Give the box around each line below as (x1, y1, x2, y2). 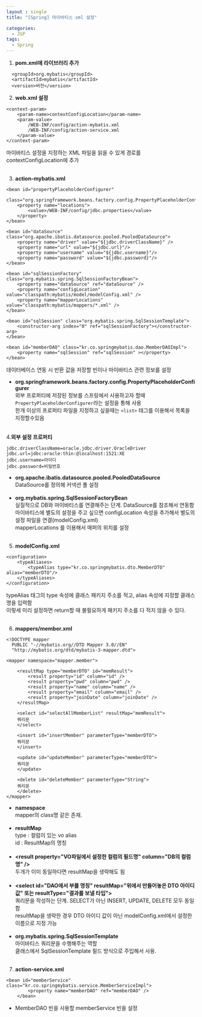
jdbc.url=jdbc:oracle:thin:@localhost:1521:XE (6, 451, 125, 457)
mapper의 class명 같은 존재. (14, 811, 82, 818)
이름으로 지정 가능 (14, 920, 57, 926)
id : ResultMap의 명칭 (14, 839, 67, 846)
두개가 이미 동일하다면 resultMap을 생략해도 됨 (14, 868, 125, 875)
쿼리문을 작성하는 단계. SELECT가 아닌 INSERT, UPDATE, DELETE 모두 (14, 897, 183, 904)
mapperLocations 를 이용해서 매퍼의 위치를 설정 (14, 524, 129, 531)
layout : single (6, 8, 47, 15)
